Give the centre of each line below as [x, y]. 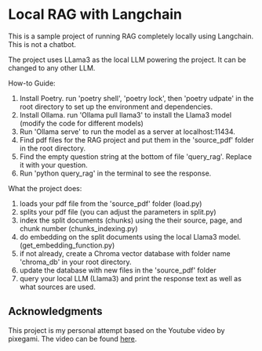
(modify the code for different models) [81, 123]
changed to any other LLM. [52, 67]
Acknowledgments [56, 311]
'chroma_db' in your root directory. [75, 262]
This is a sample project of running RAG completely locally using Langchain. [131, 36]
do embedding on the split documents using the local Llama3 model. [130, 237]
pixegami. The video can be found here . [73, 338]
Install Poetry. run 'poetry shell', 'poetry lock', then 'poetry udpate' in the [136, 98]
